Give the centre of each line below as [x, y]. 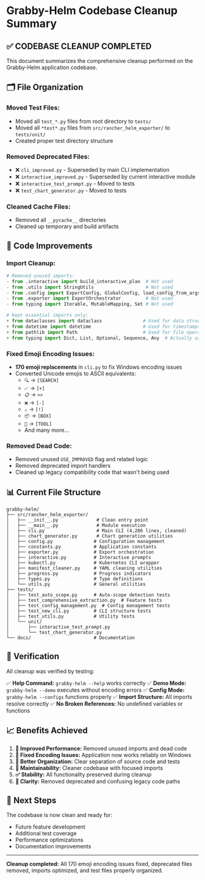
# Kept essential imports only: [47, 316]
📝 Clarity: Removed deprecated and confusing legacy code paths [98, 781]
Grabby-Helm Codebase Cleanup [92, 11]
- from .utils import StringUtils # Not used [90, 287]
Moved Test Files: [33, 108]
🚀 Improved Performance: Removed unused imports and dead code [101, 748]
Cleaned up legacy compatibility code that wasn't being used [92, 472]
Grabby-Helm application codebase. [52, 67]
